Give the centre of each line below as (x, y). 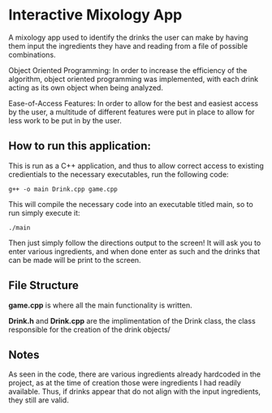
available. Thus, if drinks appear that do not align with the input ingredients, (135, 392)
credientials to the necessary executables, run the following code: (119, 174)
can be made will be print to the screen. (75, 260)
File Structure (43, 286)
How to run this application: (80, 146)
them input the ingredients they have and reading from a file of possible (128, 45)
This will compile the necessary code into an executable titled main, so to (131, 204)
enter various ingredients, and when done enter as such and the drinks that (134, 251)
